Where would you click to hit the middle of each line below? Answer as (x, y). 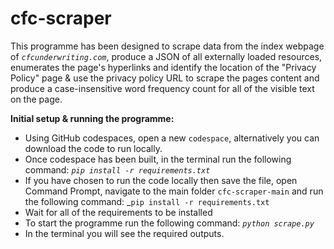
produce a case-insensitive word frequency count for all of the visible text (162, 88)
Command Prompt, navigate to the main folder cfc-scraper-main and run (174, 191)
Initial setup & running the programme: (92, 118)
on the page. (36, 99)
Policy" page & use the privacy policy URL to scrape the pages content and (165, 78)
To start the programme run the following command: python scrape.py (169, 223)
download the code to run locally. (93, 148)
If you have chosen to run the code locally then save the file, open (161, 180)
